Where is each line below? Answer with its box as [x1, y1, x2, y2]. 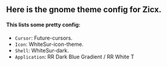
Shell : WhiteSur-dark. [14, 47, 69, 54]
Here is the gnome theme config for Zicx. [6, 5, 162, 15]
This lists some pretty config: [6, 21, 81, 28]
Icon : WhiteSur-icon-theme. [14, 41, 83, 48]
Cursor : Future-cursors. [14, 34, 73, 41]
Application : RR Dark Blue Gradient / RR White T [14, 53, 134, 60]
